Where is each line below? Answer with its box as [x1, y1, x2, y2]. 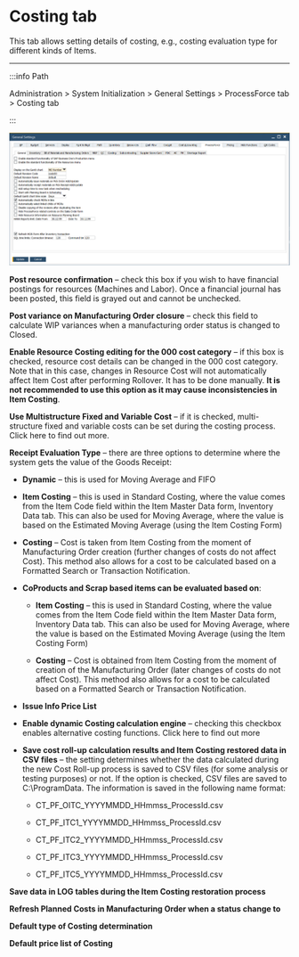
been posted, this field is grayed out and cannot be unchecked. [9, 293, 242, 304]
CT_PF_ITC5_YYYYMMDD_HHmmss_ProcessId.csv [35, 869, 223, 879]
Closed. [9, 330, 38, 340]
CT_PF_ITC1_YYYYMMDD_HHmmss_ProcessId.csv [35, 817, 222, 828]
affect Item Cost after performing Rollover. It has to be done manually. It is [9, 375, 280, 386]
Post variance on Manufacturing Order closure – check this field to [9, 310, 258, 322]
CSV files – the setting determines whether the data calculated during [21, 755, 279, 765]
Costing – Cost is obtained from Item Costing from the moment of [35, 655, 278, 666]
